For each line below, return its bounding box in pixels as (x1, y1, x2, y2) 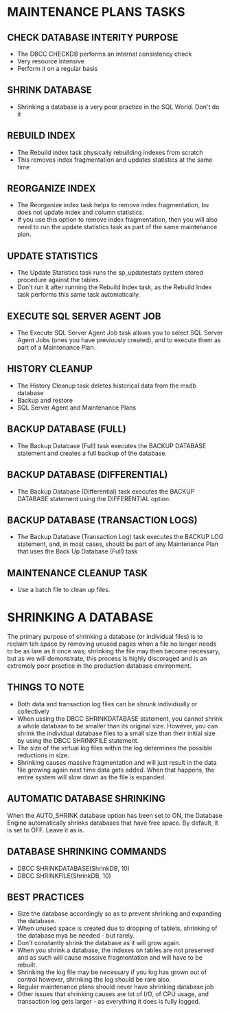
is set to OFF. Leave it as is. (7, 825, 84, 834)
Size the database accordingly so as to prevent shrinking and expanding (16, 909, 222, 918)
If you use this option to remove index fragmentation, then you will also (16, 215, 218, 224)
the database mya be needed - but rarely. (16, 931, 135, 940)
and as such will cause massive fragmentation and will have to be (16, 953, 203, 962)
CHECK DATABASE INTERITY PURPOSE (7, 32, 179, 43)
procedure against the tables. (16, 276, 101, 284)
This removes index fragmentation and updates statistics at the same (16, 156, 213, 164)
